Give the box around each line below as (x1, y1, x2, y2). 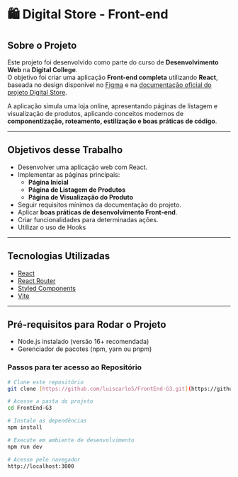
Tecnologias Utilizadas (7, 250, 110, 263)
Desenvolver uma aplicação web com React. (17, 163, 148, 171)
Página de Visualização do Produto (28, 192, 133, 201)
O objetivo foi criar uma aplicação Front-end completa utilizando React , (7, 73, 218, 81)
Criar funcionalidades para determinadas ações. (17, 215, 159, 224)
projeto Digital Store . (7, 88, 67, 96)
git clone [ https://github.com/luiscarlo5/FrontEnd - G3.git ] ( (7, 385, 192, 392)
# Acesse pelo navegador (7, 456, 81, 463)
